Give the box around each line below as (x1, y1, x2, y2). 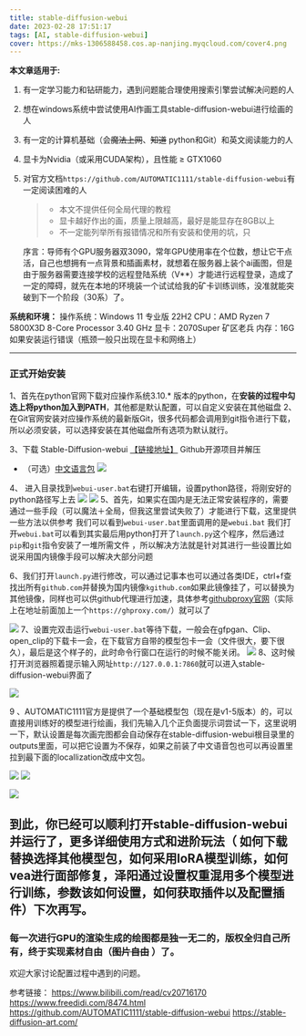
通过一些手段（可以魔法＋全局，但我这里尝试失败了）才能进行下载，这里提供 (9, 505, 297, 516)
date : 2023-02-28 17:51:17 (9, 22, 112, 31)
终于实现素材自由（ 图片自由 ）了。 (27, 945, 180, 958)
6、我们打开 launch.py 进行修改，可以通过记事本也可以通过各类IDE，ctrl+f (9, 570, 284, 581)
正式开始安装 (9, 368, 66, 380)
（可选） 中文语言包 (22, 462, 96, 474)
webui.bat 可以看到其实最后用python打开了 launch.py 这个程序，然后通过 (17, 528, 285, 539)
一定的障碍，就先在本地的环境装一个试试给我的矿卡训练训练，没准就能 (22, 280, 287, 292)
